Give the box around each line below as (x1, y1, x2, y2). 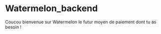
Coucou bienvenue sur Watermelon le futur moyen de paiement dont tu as (5, 19, 157, 25)
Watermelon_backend (5, 3, 98, 14)
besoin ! (5, 24, 22, 30)
